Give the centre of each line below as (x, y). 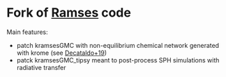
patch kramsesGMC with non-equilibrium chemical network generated (118, 45)
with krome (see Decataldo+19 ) (62, 53)
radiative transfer (41, 67)
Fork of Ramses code (69, 13)
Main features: (27, 32)
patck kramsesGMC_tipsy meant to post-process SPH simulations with (118, 60)
